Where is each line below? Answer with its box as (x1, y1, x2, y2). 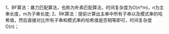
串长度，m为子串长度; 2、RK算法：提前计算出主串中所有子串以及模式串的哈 (5, 11, 163, 17)
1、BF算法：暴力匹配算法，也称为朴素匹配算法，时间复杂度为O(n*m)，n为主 (5, 5, 164, 10)
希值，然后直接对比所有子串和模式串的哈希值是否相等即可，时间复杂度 (5, 17, 152, 23)
